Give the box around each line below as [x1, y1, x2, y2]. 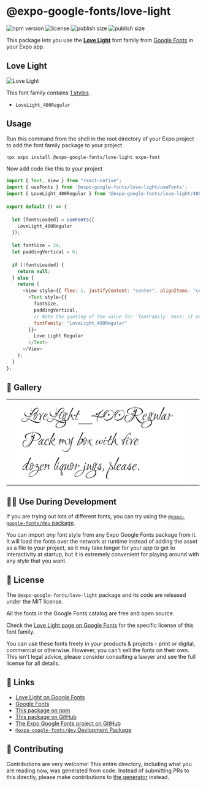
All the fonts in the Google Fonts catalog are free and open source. [6, 609, 175, 617]
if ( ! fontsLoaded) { [12, 262, 64, 268]
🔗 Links [6, 677, 35, 688]
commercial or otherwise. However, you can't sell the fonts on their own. [6, 646, 189, 654]
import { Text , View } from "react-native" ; [6, 178, 122, 184]
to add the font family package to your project [6, 141, 123, 148]
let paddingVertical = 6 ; [12, 249, 78, 255]
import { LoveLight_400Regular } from [6, 191, 105, 197]
